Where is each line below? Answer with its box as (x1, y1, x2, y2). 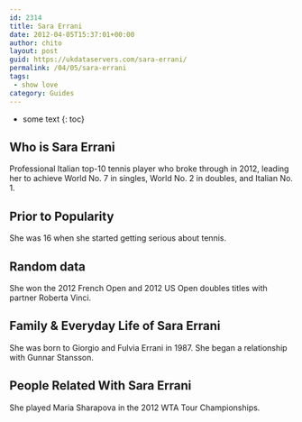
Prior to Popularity (9, 208, 114, 224)
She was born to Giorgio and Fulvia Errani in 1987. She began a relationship (9, 342, 288, 353)
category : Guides (9, 88, 75, 97)
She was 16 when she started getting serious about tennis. (9, 233, 227, 243)
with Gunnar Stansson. (9, 352, 95, 362)
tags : (9, 72, 30, 81)
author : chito (9, 38, 63, 48)
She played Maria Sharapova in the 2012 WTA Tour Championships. (9, 402, 261, 413)
